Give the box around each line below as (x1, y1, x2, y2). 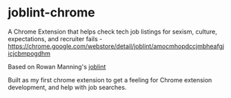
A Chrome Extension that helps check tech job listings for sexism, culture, (8, 27, 218, 36)
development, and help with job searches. (8, 83, 127, 91)
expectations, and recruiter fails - (8, 34, 103, 42)
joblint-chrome (8, 5, 95, 21)
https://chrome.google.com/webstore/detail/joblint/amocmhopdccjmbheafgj (8, 42, 225, 50)
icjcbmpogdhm (8, 49, 51, 58)
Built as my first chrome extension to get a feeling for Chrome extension (8, 75, 212, 84)
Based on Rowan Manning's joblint (8, 62, 106, 71)
